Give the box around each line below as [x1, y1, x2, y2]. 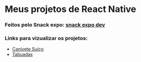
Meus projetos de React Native [5, 3, 136, 15]
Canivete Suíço [12, 46, 44, 52]
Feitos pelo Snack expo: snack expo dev [5, 21, 106, 28]
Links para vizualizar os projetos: [5, 35, 88, 42]
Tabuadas [12, 51, 33, 57]
